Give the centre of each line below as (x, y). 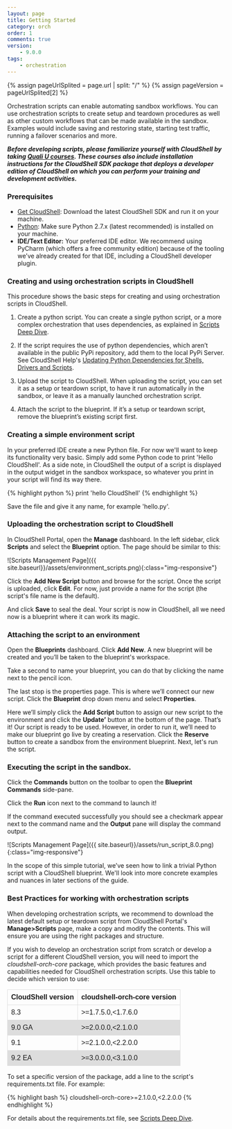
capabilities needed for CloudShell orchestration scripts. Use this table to (111, 971)
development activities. (42, 179)
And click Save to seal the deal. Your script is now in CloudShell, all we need (116, 609)
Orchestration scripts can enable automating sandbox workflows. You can (113, 106)
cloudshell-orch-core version (128, 997)
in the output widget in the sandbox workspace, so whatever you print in (110, 472)
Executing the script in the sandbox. (69, 767)
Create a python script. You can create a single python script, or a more (119, 318)
